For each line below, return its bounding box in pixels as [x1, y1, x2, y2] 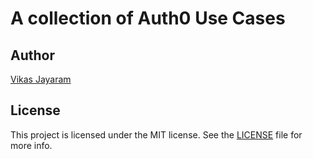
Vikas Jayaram [10, 73, 72, 85]
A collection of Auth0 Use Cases [10, 7, 286, 30]
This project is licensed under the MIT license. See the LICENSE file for [10, 128, 303, 141]
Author [10, 47, 55, 64]
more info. [10, 139, 53, 151]
